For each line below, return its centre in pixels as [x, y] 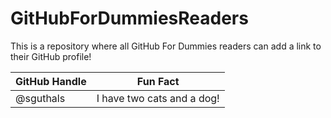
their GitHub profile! [51, 56]
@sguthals [40, 98]
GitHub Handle [51, 81]
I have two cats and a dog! [158, 98]
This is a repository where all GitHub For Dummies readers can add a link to [166, 46]
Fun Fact [158, 81]
